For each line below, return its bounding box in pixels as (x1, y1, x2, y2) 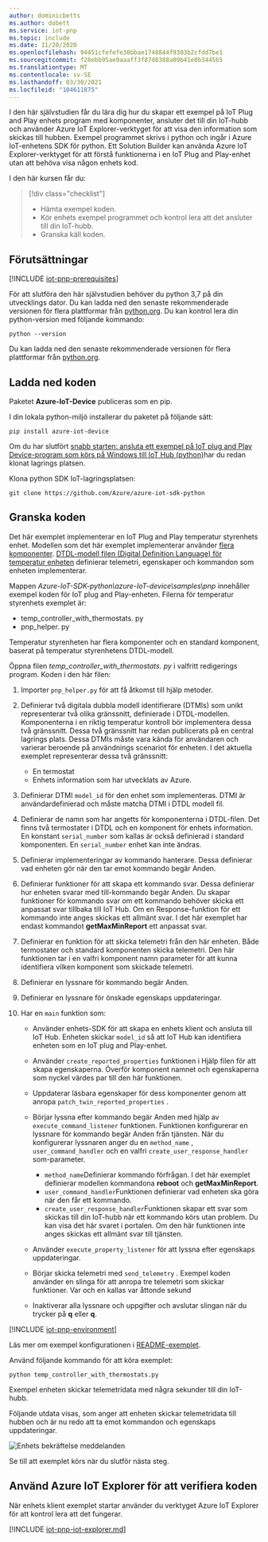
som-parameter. (32, 1155, 86, 1164)
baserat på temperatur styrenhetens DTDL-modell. (9, 645, 174, 655)
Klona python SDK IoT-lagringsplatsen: (9, 474, 136, 483)
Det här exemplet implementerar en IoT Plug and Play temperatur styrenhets (9, 532, 258, 541)
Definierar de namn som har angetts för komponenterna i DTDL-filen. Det (20, 814, 260, 824)
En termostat (32, 766, 75, 776)
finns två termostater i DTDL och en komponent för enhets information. (20, 823, 254, 832)
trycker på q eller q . (32, 1309, 98, 1318)
